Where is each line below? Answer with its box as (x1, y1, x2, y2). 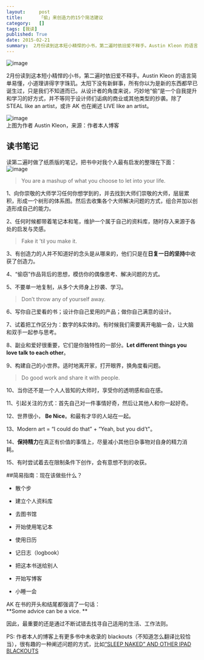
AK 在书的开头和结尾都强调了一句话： (6, 600, 101, 608)
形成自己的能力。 (11, 205, 55, 212)
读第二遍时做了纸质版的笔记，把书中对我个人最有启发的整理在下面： (6, 158, 177, 166)
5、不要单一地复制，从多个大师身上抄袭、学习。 (6, 283, 127, 290)
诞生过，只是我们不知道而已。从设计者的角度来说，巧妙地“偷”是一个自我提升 (6, 87, 197, 94)
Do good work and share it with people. (21, 374, 120, 381)
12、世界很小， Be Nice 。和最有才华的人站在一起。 (6, 412, 135, 420)
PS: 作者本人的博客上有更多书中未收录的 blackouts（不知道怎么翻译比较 (6, 633, 186, 640)
